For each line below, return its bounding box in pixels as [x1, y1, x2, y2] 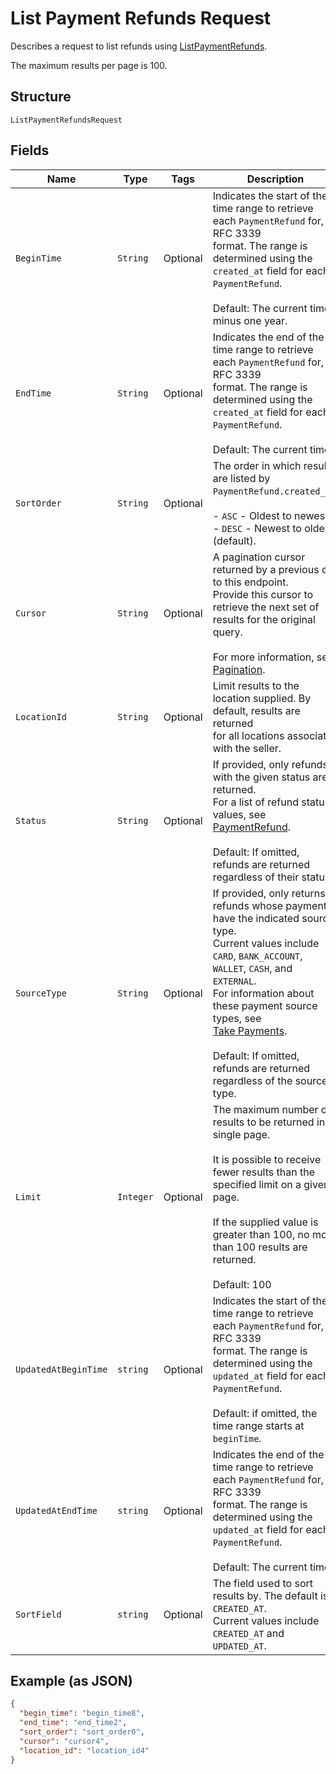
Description [246, 172, 305, 186]
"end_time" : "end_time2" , [19, 1718, 128, 1728]
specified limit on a [212, 1177, 302, 1191]
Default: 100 [212, 1277, 272, 1291]
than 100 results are [212, 1240, 308, 1254]
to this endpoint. [212, 575, 289, 589]
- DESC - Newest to [212, 521, 302, 535]
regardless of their [212, 870, 300, 884]
